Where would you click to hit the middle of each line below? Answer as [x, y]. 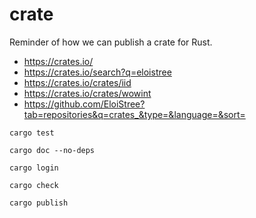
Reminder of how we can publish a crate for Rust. [111, 42]
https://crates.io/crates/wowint [87, 93]
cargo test [32, 133]
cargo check [34, 185]
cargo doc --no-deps [52, 150]
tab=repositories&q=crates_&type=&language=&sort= [134, 114]
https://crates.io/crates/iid [77, 82]
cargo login [34, 168]
